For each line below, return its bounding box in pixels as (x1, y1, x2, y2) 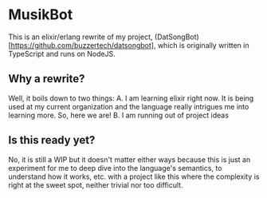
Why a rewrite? (8, 72, 85, 85)
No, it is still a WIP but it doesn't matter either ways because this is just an (8, 154, 251, 164)
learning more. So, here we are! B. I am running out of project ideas (8, 110, 230, 120)
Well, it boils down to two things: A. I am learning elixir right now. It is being (8, 93, 254, 103)
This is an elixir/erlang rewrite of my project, (8, 32, 153, 42)
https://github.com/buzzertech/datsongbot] (10, 40, 154, 49)
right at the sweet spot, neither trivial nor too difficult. (8, 180, 183, 189)
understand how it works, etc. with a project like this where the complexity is (8, 172, 260, 181)
